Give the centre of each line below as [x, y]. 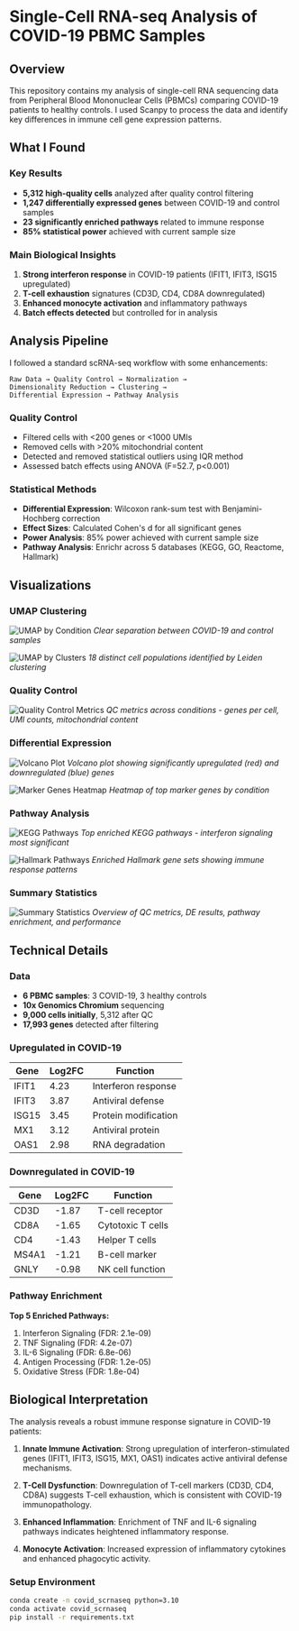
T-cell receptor [131, 1210]
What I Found [47, 147]
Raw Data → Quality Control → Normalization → [98, 379]
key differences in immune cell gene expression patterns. [116, 119]
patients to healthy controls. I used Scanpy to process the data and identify [149, 110]
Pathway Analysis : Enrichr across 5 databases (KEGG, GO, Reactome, [153, 547]
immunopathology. [57, 1504]
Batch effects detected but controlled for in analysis [120, 312]
